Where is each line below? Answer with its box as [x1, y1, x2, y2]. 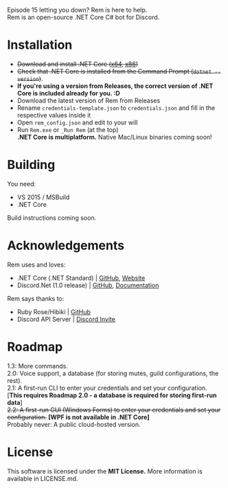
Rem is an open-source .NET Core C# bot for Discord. [7, 13, 160, 21]
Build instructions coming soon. [7, 213, 97, 222]
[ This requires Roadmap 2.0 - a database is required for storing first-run [7, 391, 217, 399]
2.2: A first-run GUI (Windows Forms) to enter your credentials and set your [7, 406, 221, 414]
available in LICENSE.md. [7, 474, 78, 483]
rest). [7, 376, 23, 384]
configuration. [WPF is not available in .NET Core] [7, 412, 150, 421]
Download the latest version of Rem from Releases [16, 96, 161, 104]
